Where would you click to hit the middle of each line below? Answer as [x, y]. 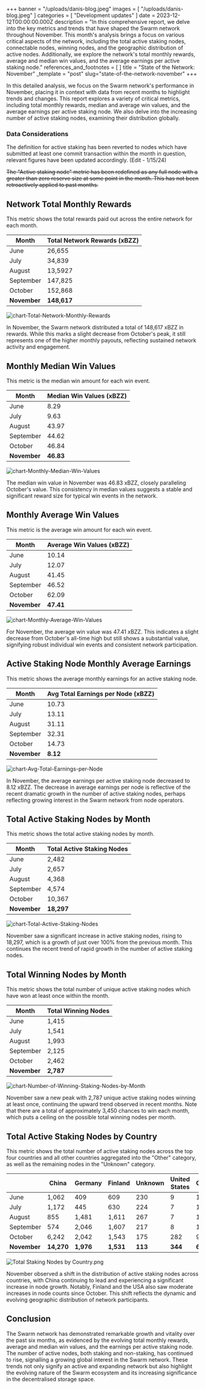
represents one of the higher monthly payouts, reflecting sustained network [101, 340]
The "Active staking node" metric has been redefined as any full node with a [102, 172]
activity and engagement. [38, 347]
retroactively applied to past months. [52, 185]
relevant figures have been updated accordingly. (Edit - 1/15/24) [86, 160]
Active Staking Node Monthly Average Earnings [99, 664]
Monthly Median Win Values [61, 366]
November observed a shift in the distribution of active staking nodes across [103, 1274]
